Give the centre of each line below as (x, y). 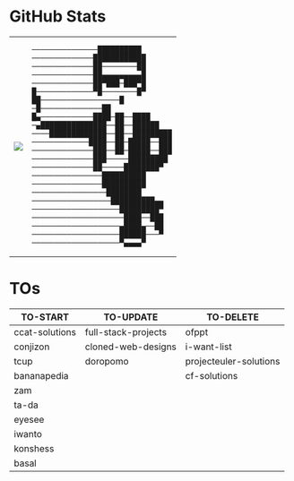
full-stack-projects (126, 331)
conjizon (32, 347)
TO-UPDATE (131, 317)
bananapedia (41, 375)
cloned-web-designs (131, 347)
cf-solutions (212, 375)
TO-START (45, 317)
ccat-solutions (45, 331)
